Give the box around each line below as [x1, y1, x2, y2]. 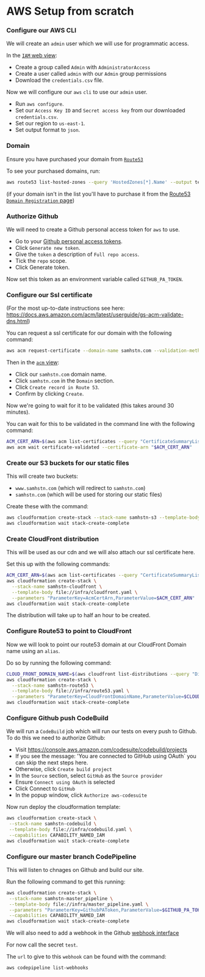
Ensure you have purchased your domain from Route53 [6, 155, 143, 163]
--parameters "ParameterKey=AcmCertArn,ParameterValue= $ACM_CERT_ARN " [12, 595, 195, 601]
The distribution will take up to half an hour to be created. [6, 612, 151, 619]
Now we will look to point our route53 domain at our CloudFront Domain [6, 640, 187, 648]
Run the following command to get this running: [6, 878, 126, 885]
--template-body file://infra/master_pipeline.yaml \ [9, 901, 149, 907]
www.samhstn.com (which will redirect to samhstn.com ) [15, 485, 146, 492]
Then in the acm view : [6, 359, 60, 366]
